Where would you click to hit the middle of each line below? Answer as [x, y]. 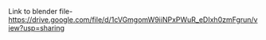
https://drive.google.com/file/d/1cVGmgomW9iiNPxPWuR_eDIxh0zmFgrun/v [133, 20]
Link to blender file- [41, 11]
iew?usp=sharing [37, 28]
